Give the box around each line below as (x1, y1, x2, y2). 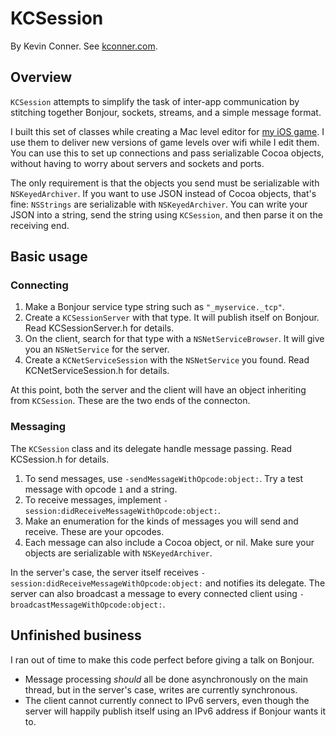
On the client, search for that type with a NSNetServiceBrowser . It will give (24, 333, 325, 345)
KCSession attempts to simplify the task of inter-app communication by (10, 95, 300, 107)
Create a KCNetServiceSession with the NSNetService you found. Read (24, 354, 310, 366)
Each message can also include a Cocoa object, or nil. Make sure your (24, 536, 315, 548)
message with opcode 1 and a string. (24, 483, 178, 495)
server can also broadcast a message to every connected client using (10, 587, 298, 599)
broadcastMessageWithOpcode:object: (10, 600, 163, 610)
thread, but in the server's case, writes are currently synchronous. (24, 683, 298, 696)
